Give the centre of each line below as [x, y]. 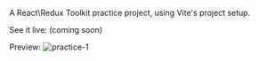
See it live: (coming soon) [56, 30]
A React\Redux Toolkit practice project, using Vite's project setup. [130, 13]
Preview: [25, 47]
